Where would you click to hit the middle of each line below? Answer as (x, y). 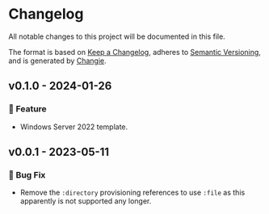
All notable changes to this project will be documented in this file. (117, 36)
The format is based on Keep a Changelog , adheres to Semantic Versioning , (134, 52)
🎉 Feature (27, 109)
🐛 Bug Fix (27, 174)
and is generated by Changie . (57, 61)
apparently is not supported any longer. (86, 201)
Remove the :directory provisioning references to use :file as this (132, 193)
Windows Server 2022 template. (74, 127)
